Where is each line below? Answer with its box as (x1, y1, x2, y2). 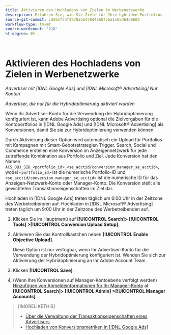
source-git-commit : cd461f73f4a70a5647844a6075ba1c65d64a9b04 (5, 17, 140, 22)
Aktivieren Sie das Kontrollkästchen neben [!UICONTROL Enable (12, 231, 149, 237)
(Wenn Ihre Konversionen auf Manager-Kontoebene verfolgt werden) (12, 277, 157, 283)
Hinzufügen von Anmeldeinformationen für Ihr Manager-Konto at (12, 282, 149, 289)
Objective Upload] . (12, 237, 53, 243)
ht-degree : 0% (5, 31, 36, 36)
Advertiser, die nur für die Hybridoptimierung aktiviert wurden (5, 100, 135, 107)
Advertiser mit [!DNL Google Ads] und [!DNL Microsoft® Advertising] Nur (5, 85, 158, 91)
